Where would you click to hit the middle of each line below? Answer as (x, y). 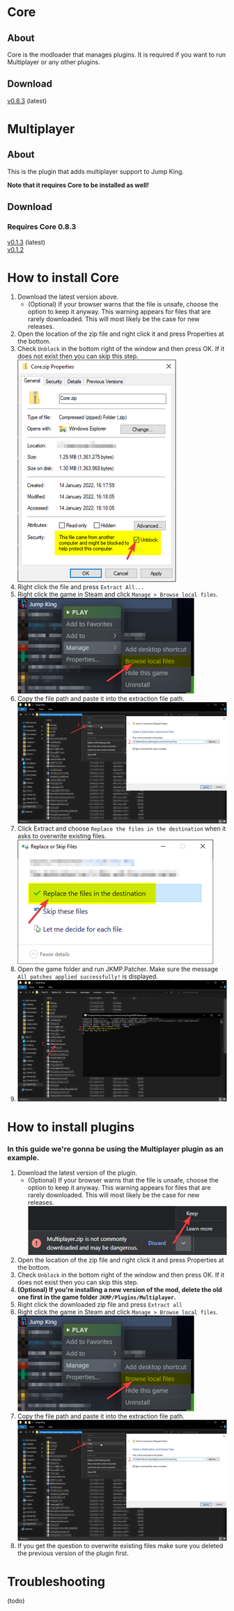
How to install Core (63, 277)
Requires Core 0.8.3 (42, 227)
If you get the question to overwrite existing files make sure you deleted (120, 1546)
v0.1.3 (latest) (26, 242)
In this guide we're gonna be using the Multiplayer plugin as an (116, 1149)
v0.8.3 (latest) (27, 101)
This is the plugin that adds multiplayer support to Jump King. (96, 171)
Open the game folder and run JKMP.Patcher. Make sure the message (118, 969)
